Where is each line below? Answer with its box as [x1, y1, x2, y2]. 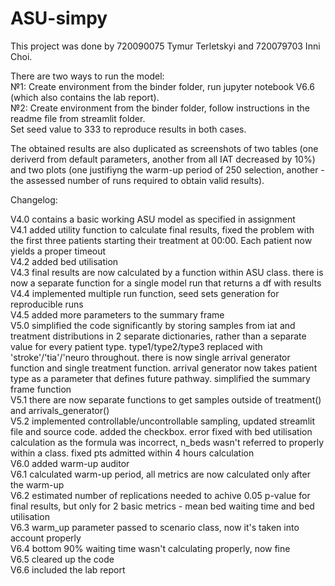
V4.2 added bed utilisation [10, 255, 119, 267]
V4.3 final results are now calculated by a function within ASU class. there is [10, 266, 324, 278]
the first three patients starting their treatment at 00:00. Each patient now [10, 234, 313, 246]
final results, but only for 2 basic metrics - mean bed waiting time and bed [10, 500, 315, 512]
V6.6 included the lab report [10, 563, 126, 576]
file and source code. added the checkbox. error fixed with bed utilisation [10, 425, 313, 437]
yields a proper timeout [10, 245, 107, 257]
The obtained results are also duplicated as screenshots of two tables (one [10, 142, 319, 154]
